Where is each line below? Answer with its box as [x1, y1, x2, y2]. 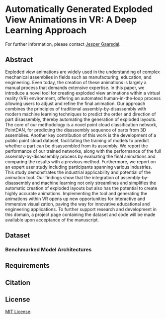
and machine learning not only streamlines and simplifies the [32, 180, 157, 186]
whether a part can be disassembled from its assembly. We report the [5, 143, 148, 149]
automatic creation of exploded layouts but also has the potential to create [5, 185, 158, 191]
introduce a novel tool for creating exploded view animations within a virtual [5, 90, 161, 96]
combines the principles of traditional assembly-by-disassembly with [5, 106, 147, 111]
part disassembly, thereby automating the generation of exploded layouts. [5, 116, 157, 122]
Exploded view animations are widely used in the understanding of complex [5, 69, 160, 75]
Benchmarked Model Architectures [5, 246, 92, 253]
